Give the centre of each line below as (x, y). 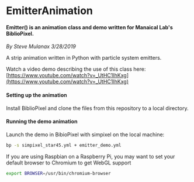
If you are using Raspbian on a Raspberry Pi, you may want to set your (91, 156)
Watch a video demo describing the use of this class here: (76, 69)
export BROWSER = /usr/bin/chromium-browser (58, 173)
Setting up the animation (37, 95)
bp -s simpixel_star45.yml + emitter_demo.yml (64, 145)
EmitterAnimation (50, 11)
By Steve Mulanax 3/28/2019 (41, 47)
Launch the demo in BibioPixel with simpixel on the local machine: (85, 134)
